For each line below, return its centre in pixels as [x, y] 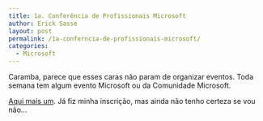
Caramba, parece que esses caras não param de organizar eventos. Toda [131, 77]
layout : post [30, 31]
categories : [28, 46]
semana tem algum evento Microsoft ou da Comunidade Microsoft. [120, 85]
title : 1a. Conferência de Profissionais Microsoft [97, 16]
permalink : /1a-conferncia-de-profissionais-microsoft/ [104, 39]
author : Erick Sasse [43, 24]
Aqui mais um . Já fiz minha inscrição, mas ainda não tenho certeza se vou [132, 101]
